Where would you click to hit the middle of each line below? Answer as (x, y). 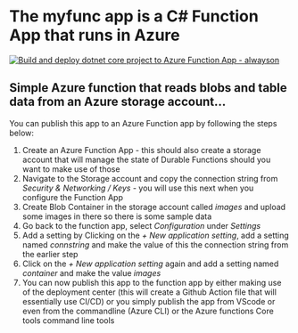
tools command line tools (68, 320)
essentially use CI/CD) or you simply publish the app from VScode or (149, 301)
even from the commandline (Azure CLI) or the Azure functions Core (148, 311)
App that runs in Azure (95, 35)
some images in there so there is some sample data (117, 216)
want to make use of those (71, 169)
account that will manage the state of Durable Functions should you (146, 159)
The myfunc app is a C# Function (134, 16)
